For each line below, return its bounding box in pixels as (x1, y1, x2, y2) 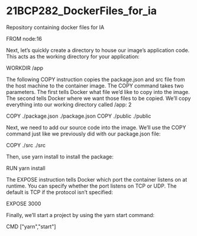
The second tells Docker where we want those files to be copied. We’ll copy (6, 95, 191, 102)
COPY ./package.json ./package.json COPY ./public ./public (6, 112, 151, 119)
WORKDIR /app (6, 64, 43, 72)
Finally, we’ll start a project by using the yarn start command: (6, 211, 155, 218)
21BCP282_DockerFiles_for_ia (6, 4, 157, 18)
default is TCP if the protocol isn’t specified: (6, 188, 114, 196)
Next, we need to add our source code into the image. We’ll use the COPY (6, 124, 186, 131)
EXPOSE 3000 (6, 200, 41, 207)
